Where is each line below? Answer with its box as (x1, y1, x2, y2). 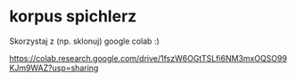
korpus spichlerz (9, 6, 137, 27)
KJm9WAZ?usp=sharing (9, 62, 99, 73)
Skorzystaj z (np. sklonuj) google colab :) (9, 36, 160, 46)
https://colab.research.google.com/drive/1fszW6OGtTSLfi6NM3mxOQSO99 (9, 53, 288, 63)
